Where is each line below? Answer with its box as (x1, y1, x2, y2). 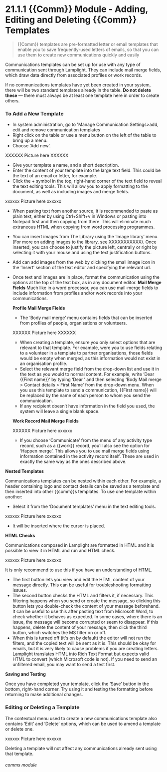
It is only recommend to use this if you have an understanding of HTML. (5, 567, 153, 573)
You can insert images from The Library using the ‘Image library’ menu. (12, 234, 159, 240)
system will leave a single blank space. (19, 408, 100, 414)
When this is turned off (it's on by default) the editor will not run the (12, 635, 151, 641)
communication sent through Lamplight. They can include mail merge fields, (5, 66, 162, 73)
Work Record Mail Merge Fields (12, 418, 79, 424)
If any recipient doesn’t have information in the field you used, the (19, 403, 156, 409)
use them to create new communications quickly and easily (17, 51, 140, 58)
